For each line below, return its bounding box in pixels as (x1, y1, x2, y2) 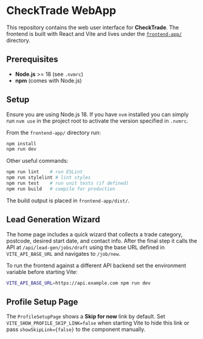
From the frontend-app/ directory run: (6, 129, 101, 136)
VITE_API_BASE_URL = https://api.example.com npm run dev (6, 280, 151, 286)
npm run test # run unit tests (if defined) (6, 180, 129, 187)
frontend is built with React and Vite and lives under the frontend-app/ (6, 30, 182, 37)
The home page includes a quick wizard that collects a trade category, (6, 230, 183, 238)
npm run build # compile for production (6, 186, 115, 192)
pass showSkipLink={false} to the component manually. (6, 326, 146, 333)
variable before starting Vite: (6, 268, 78, 275)
